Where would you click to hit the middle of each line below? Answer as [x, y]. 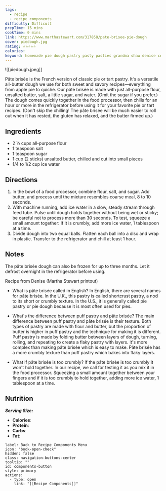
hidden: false [20, 453]
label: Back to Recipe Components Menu [46, 445]
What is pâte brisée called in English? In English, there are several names [86, 290]
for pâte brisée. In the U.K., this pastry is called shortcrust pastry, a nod [85, 296]
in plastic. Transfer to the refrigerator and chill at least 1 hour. [74, 239]
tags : [11, 10]
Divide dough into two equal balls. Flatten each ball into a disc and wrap [85, 233]
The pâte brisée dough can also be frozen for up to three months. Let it [77, 266]
